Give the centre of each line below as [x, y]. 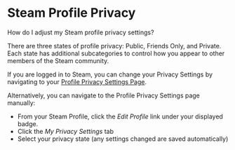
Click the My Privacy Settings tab [66, 131]
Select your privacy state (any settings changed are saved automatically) [123, 139]
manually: [21, 102]
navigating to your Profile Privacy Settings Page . [77, 81]
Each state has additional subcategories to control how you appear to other [116, 53]
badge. [28, 123]
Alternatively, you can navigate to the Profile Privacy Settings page [103, 95]
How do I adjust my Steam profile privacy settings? [81, 32]
